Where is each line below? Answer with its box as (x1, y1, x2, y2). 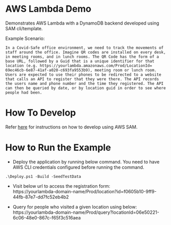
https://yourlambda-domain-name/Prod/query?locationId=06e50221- (12, 209, 160, 215)
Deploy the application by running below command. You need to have (12, 159, 160, 165)
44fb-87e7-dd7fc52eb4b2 (12, 194, 69, 200)
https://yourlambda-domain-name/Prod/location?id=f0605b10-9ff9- (12, 188, 157, 194)
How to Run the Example (5, 142, 111, 153)
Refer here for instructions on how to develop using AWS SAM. (5, 124, 138, 130)
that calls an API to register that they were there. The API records (5, 76, 159, 82)
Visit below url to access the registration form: (12, 183, 111, 189)
